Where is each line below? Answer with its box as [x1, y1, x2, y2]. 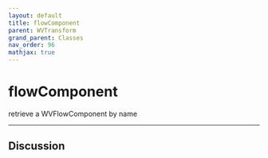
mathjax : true [8, 48, 56, 56]
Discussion [8, 140, 65, 153]
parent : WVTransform [8, 26, 77, 34]
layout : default [8, 11, 62, 20]
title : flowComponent [8, 19, 81, 27]
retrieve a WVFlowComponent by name [8, 109, 138, 118]
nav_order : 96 [8, 41, 56, 49]
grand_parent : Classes [8, 33, 84, 42]
